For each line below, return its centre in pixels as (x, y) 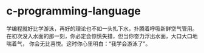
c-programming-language (74, 11)
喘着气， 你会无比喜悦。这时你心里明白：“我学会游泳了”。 (79, 43)
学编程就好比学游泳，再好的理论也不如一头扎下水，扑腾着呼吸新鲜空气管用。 (102, 28)
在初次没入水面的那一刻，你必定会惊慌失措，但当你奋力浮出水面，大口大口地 (102, 36)
